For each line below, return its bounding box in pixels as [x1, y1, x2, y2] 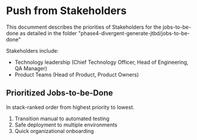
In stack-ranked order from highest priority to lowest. [6, 104, 135, 111]
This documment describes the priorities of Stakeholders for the [6, 23, 162, 30]
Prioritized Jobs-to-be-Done [6, 88, 113, 98]
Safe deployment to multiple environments [14, 121, 118, 128]
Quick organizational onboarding [14, 127, 94, 134]
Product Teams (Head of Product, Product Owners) [14, 71, 139, 78]
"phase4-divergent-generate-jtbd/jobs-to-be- [78, 29, 190, 36]
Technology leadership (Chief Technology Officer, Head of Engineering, [14, 59, 189, 66]
